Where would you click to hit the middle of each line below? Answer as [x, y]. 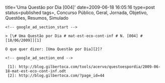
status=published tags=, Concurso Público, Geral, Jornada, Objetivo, [77, 13]
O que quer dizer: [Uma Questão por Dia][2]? [54, 49]
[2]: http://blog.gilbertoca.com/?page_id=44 [56, 75]
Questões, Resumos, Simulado [37, 18]
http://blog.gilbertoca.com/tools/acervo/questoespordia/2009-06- [90, 67]
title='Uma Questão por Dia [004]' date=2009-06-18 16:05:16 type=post [80, 7]
